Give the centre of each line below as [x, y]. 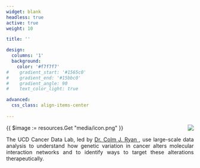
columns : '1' [28, 56]
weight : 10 [20, 28]
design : [16, 50]
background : [26, 61]
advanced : [18, 100]
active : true [22, 23]
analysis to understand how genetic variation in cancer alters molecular [100, 146]
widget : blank [24, 12]
